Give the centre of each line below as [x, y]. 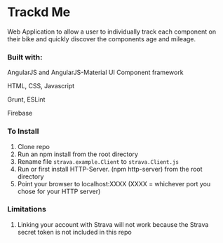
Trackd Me [39, 12]
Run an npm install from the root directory [78, 154]
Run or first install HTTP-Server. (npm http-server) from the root [110, 169]
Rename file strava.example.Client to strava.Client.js [98, 161]
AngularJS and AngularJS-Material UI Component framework [95, 72]
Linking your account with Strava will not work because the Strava [113, 224]
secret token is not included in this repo [74, 232]
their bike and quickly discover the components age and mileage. [102, 39]
